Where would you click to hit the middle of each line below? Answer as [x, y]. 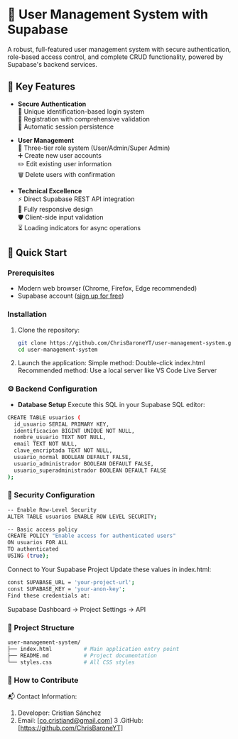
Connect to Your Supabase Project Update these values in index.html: [109, 569]
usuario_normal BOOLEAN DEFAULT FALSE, [73, 458]
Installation [27, 314]
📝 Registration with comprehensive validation [84, 119]
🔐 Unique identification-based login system [81, 111]
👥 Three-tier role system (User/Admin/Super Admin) [94, 148]
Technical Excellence [50, 190]
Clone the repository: [49, 330]
